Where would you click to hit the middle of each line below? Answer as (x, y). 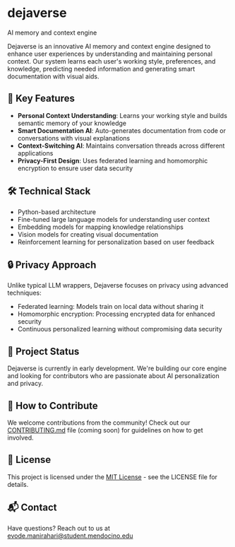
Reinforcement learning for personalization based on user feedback (116, 242)
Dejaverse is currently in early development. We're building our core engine (117, 368)
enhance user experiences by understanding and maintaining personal (110, 54)
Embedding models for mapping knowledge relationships (100, 227)
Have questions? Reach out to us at (59, 528)
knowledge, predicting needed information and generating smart (101, 69)
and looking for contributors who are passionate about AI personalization (114, 376)
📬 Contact (32, 508)
